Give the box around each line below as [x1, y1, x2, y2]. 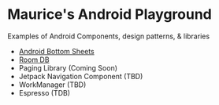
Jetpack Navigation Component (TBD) [18, 71, 143, 81]
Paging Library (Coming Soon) [18, 63, 118, 72]
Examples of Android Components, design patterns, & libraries [7, 31, 210, 41]
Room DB [18, 55, 50, 64]
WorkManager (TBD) [18, 80, 87, 89]
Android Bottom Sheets [18, 46, 95, 56]
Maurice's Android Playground [7, 5, 212, 24]
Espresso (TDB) [18, 88, 70, 97]
